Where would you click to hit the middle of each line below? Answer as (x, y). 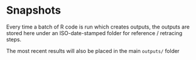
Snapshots (34, 10)
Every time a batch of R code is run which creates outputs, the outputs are (98, 27)
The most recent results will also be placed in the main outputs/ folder (93, 50)
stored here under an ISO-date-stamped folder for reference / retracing (94, 33)
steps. (14, 39)
